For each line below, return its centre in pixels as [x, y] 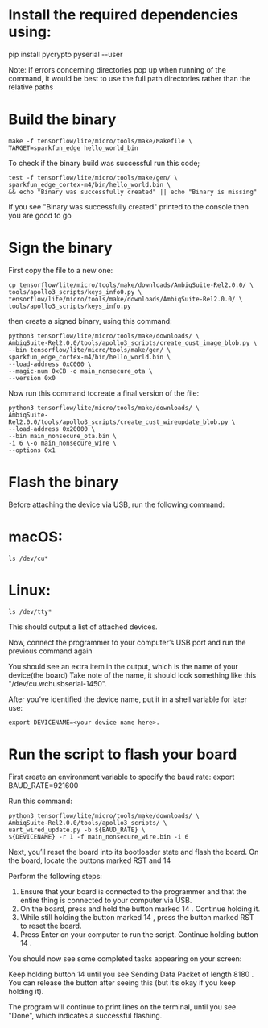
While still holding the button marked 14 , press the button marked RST [137, 917]
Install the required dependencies [124, 15]
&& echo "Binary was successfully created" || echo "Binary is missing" [133, 192]
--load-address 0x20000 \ [52, 429]
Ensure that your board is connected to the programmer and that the [133, 891]
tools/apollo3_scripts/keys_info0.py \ [75, 292]
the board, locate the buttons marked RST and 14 [90, 860]
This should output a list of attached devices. [83, 627]
